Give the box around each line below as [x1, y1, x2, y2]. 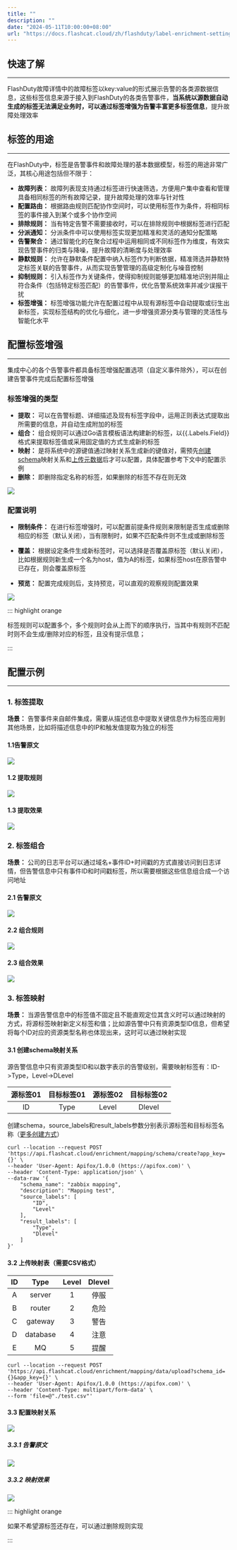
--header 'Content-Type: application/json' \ [7, 1168, 143, 1176]
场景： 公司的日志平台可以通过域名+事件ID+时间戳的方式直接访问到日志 [7, 858, 215, 867]
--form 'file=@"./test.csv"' [7, 1392, 93, 1400]
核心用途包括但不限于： [25, 169, 94, 177]
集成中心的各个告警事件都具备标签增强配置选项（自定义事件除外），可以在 [7, 365, 221, 374]
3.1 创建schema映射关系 [7, 1045, 78, 1054]
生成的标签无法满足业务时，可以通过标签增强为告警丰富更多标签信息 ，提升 [7, 102, 224, 111]
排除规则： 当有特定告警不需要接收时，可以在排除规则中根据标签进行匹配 [17, 219, 230, 228]
